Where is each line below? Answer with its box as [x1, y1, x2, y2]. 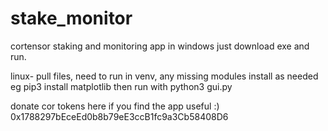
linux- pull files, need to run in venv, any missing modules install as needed [10, 70, 319, 82]
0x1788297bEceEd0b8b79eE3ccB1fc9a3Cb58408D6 [10, 110, 229, 122]
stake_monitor [10, 7, 133, 30]
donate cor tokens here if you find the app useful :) [10, 100, 220, 112]
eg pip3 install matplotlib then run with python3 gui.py [10, 80, 233, 92]
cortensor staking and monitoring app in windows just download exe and [10, 40, 310, 52]
